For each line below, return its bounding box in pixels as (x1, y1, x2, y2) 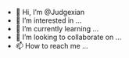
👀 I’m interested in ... (15, 16, 82, 25)
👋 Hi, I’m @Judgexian (15, 8, 84, 16)
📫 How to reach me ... (15, 42, 88, 50)
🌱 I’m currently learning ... (15, 24, 99, 33)
